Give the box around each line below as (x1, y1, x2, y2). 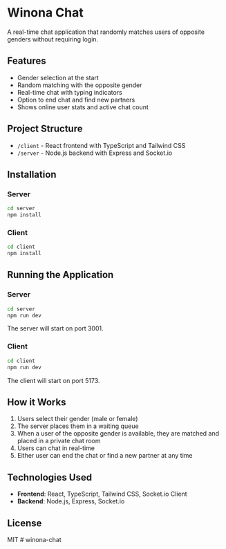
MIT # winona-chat (7, 535, 62, 543)
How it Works (7, 396, 66, 408)
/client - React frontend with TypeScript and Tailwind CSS (17, 141, 186, 149)
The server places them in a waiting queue (17, 422, 140, 430)
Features (7, 55, 46, 67)
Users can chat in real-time (17, 444, 95, 452)
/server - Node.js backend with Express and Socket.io (17, 149, 173, 157)
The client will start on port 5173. (7, 376, 100, 384)
